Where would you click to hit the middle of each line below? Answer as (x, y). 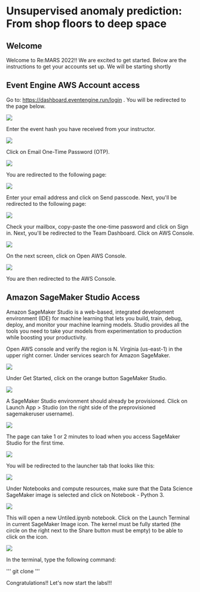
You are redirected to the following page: (56, 174)
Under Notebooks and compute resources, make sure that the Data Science (99, 488)
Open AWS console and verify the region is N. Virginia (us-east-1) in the (94, 349)
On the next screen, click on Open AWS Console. (66, 256)
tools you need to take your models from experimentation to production (94, 331)
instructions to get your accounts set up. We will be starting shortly (89, 66)
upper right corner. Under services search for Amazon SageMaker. (88, 355)
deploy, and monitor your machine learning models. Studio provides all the (98, 324)
